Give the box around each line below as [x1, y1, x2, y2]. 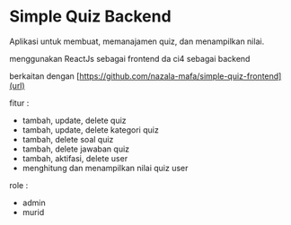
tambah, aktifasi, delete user [22, 152, 128, 163]
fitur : [9, 97, 30, 108]
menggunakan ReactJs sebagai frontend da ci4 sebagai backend [9, 53, 251, 64]
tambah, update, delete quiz [22, 115, 128, 125]
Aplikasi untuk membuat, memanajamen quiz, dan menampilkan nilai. [9, 36, 265, 47]
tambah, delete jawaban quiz [22, 143, 130, 154]
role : [9, 179, 29, 190]
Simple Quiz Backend [9, 6, 172, 27]
